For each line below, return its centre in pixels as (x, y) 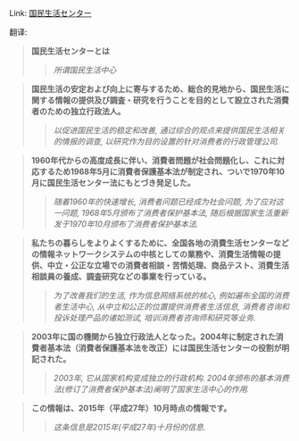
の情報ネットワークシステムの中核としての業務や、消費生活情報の (152, 254)
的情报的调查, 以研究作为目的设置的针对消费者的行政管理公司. (166, 141)
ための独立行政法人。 (86, 111)
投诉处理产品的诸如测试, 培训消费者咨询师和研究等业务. (154, 318)
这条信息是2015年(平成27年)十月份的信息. (129, 427)
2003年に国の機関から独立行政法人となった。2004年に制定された (154, 337)
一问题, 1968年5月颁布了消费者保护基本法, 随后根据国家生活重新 (170, 213)
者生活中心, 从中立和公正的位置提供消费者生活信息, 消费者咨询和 (171, 307)
